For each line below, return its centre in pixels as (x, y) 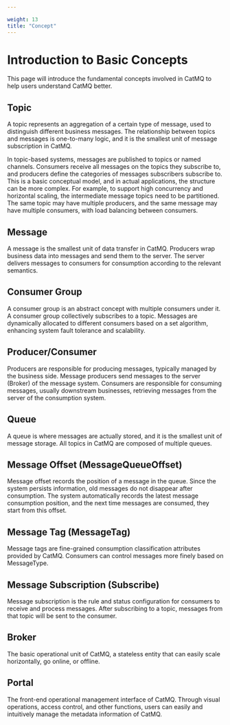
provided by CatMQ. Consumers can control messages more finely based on (116, 556)
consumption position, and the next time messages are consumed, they (108, 503)
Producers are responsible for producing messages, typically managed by (112, 369)
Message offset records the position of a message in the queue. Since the (112, 481)
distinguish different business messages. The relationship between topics (111, 132)
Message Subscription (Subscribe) (83, 585)
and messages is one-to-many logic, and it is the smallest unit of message (112, 139)
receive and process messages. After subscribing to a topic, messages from (115, 608)
